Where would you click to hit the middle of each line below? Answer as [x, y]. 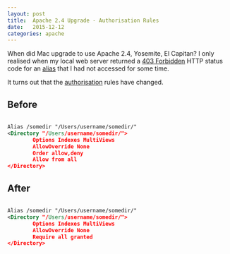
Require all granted [63, 237]
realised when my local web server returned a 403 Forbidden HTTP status [115, 61]
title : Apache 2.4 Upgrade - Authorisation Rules [83, 20]
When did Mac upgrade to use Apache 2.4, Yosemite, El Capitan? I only [111, 54]
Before [22, 104]
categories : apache [36, 34]
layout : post [26, 14]
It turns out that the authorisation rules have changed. [85, 83]
